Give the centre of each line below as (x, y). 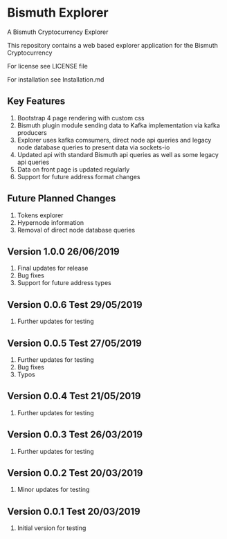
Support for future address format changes (79, 176)
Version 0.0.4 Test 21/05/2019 (74, 396)
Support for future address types (64, 283)
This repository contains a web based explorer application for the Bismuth (112, 45)
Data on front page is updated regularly (73, 169)
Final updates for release (53, 268)
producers (32, 132)
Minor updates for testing (53, 490)
